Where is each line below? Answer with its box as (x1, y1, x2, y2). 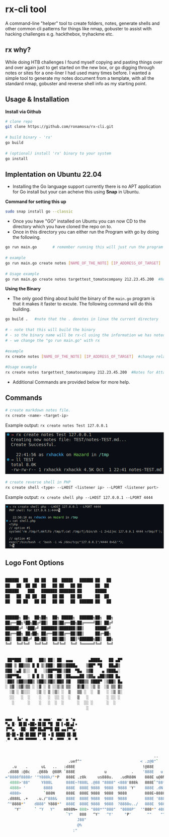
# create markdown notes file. (5, 407, 71, 412)
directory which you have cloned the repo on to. (12, 224, 112, 230)
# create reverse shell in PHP (5, 480, 71, 485)
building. (12, 306, 31, 312)
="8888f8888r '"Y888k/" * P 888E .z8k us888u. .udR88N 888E (5, 775, 154, 780)
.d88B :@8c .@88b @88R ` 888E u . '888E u (7, 769, 163, 774)
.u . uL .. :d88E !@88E (12, 764, 154, 769)
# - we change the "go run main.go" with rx (5, 338, 100, 343)
